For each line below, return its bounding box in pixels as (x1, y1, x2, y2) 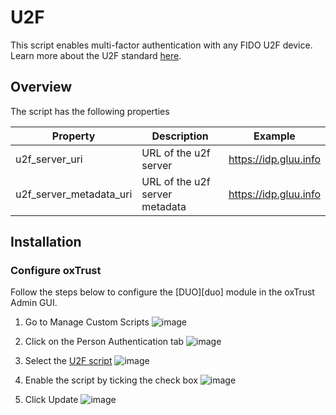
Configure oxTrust (10, 264, 102, 278)
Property (51, 129, 96, 143)
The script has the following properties (10, 105, 170, 117)
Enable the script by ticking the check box (24, 374, 198, 386)
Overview (10, 79, 73, 96)
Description (151, 129, 209, 143)
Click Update (24, 394, 79, 406)
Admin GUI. (10, 297, 58, 309)
